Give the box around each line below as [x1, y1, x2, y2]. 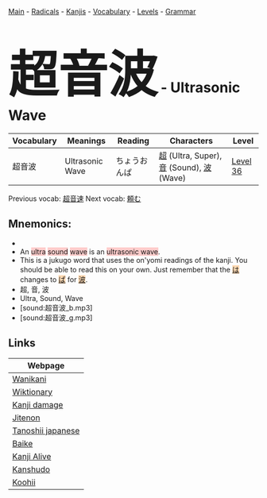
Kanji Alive [12, 450, 52, 461]
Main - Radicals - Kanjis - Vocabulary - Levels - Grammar [8, 7, 196, 16]
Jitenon [12, 412, 41, 423]
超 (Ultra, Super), [158, 150, 222, 161]
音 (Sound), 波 [158, 162, 212, 173]
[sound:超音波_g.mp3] [19, 313, 93, 322]
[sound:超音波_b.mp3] [19, 303, 93, 312]
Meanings [67, 135, 106, 146]
